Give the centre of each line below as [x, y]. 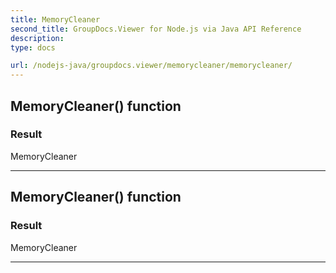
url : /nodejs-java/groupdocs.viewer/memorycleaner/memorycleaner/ [151, 66]
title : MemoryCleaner [55, 19]
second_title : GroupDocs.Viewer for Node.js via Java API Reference [156, 29]
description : [37, 38]
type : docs [33, 47]
